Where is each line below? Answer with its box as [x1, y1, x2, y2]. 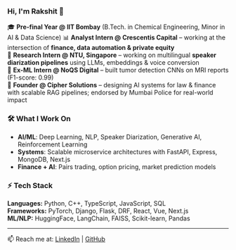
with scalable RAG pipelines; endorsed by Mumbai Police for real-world [7, 88, 214, 97]
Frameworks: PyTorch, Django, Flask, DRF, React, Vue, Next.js [7, 206, 189, 215]
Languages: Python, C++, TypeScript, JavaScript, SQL [7, 199, 166, 207]
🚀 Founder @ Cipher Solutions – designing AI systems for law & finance [7, 81, 216, 89]
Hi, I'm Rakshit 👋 [7, 6, 65, 16]
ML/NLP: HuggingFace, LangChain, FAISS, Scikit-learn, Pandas [7, 214, 191, 223]
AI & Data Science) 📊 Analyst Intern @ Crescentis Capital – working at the [7, 33, 226, 42]
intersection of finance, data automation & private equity [7, 44, 175, 52]
